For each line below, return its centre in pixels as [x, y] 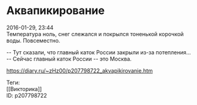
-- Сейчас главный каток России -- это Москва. [69, 59]
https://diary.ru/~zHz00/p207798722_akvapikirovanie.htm [80, 70]
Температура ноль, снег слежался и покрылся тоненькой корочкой [95, 34]
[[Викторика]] [24, 89]
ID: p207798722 [27, 95]
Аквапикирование [56, 11]
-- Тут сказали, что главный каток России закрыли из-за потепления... [99, 52]
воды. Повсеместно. [33, 40]
